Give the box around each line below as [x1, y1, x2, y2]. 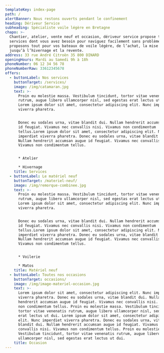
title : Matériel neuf [14, 268, 58, 272]
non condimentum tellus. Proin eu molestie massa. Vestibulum [18, 304, 147, 309]
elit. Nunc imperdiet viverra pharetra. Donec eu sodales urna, [18, 318, 152, 323]
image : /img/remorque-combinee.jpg [14, 183, 86, 188]
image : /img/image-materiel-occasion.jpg [14, 281, 99, 286]
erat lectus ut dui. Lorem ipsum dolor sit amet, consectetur [18, 313, 147, 318]
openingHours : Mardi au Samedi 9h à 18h [5, 57, 89, 62]
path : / [5, 12, 21, 17]
